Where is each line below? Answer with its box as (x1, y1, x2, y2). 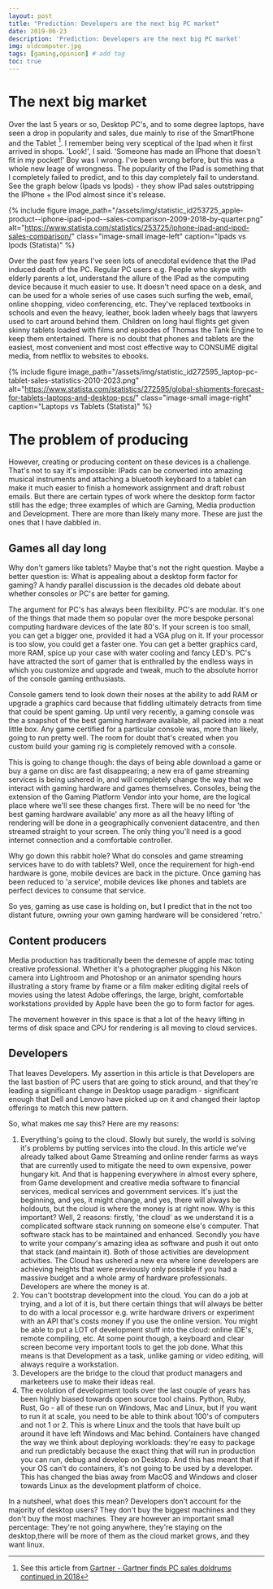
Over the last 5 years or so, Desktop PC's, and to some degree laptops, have (8, 119, 265, 129)
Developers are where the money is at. (19, 1281, 150, 1291)
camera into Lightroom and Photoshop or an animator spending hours (8, 972, 242, 982)
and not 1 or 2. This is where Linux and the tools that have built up (19, 1420, 241, 1429)
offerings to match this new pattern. (8, 1103, 128, 1113)
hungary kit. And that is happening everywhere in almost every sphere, (19, 1169, 258, 1179)
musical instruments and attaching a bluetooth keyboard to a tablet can (8, 474, 247, 485)
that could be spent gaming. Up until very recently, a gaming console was (8, 707, 255, 717)
